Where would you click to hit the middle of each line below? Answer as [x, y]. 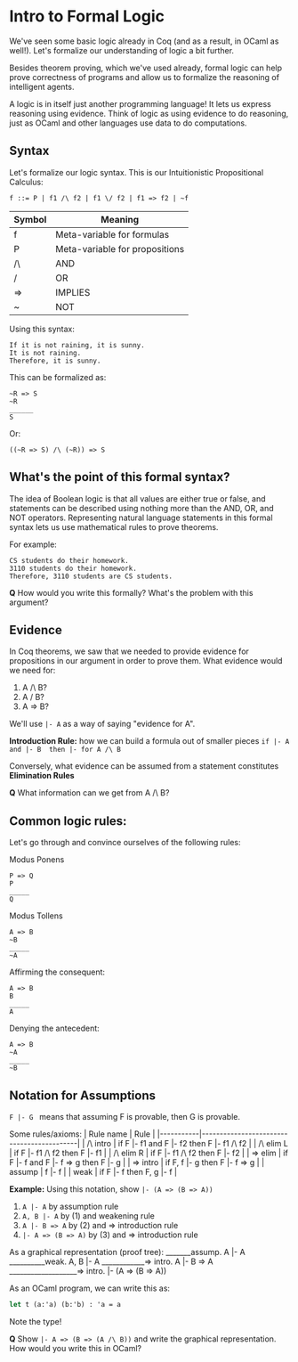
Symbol [30, 219]
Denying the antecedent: [54, 1028]
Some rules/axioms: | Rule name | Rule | [82, 1134]
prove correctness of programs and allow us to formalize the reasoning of [145, 77]
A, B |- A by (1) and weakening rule [89, 1216]
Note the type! [36, 1321]
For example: [33, 544]
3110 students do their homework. [73, 568]
